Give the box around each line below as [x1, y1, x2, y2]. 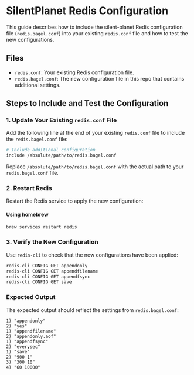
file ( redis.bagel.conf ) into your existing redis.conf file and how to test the [6, 29, 189, 36]
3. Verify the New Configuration [6, 238, 98, 246]
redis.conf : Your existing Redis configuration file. [14, 69, 134, 76]
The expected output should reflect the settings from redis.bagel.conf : [6, 306, 179, 313]
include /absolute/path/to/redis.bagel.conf [6, 152, 117, 158]
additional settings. [14, 81, 61, 88]
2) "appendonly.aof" [6, 333, 57, 339]
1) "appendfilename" [6, 328, 57, 334]
